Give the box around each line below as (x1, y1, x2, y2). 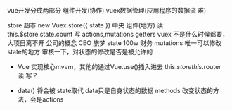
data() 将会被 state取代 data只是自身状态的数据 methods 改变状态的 (17, 87, 213, 94)
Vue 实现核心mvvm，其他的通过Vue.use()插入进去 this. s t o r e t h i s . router (17, 63, 221, 71)
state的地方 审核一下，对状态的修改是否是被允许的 (7, 48, 153, 56)
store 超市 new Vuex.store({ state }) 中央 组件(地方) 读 (7, 21, 164, 30)
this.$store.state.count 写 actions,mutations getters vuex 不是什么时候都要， (7, 30, 229, 38)
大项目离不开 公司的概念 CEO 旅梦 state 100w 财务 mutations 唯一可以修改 (7, 39, 222, 47)
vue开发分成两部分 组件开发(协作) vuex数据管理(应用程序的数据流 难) (7, 6, 207, 14)
